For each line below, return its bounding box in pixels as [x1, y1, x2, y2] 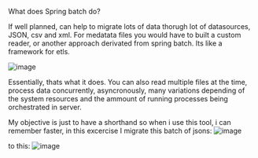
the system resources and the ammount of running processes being [8, 94, 228, 103]
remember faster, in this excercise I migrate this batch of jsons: [8, 126, 212, 135]
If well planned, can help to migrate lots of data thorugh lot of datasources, [8, 22, 251, 31]
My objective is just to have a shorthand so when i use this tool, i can [8, 118, 231, 127]
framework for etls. [8, 47, 71, 56]
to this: [8, 141, 31, 150]
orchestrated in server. [8, 102, 82, 112]
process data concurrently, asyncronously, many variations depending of [8, 86, 245, 95]
